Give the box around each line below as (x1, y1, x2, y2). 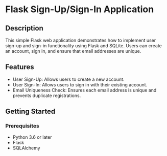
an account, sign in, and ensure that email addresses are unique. (5, 48, 141, 54)
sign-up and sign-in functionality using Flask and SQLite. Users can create (5, 43, 162, 49)
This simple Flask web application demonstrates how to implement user (5, 37, 156, 43)
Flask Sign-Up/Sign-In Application (5, 4, 154, 15)
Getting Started (5, 107, 56, 116)
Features (5, 63, 34, 72)
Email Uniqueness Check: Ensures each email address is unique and (12, 87, 157, 93)
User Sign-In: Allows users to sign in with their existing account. (12, 81, 148, 87)
